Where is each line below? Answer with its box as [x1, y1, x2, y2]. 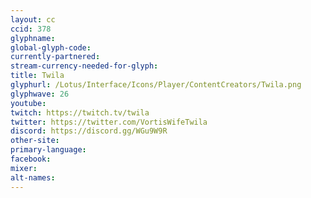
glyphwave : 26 [10, 89, 70, 99]
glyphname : [10, 33, 56, 43]
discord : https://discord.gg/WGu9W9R [10, 126, 168, 136]
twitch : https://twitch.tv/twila [10, 107, 150, 118]
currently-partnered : [10, 52, 101, 62]
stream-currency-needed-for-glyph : [10, 61, 159, 71]
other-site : [10, 136, 60, 146]
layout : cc [10, 14, 56, 25]
